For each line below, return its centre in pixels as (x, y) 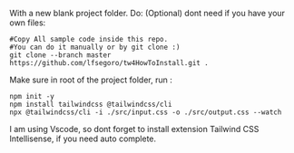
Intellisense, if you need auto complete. (83, 139)
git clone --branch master (60, 55)
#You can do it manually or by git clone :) (95, 47)
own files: (28, 23)
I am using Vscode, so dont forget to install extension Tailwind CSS (134, 129)
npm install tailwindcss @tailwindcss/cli (91, 104)
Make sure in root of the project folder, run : (91, 80)
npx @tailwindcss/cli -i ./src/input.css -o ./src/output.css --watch (146, 112)
